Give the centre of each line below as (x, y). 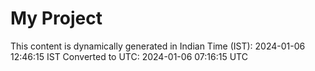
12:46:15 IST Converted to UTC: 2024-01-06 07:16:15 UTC (129, 56)
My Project (56, 18)
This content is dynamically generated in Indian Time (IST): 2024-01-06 (158, 46)
